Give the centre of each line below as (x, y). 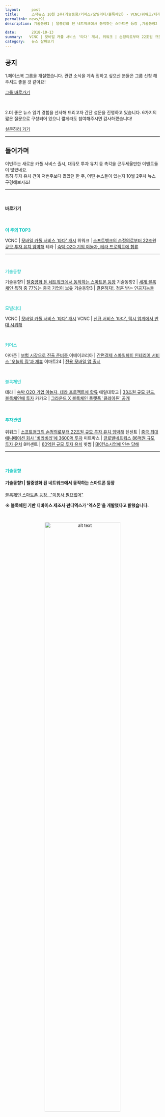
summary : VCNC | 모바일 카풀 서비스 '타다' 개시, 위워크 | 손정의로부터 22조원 (79, 37)
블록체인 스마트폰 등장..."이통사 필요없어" (44, 495)
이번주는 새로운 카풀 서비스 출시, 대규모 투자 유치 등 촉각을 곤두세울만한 (73, 163)
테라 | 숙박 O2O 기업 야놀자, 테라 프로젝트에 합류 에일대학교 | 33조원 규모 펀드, (80, 392)
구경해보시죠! (18, 182)
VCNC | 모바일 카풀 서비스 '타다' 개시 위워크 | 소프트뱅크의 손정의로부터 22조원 (81, 240)
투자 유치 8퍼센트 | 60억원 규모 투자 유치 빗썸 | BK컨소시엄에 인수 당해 (72, 444)
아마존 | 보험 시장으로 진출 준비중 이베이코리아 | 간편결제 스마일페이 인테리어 (78, 355)
